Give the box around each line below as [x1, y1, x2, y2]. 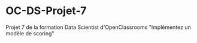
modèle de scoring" [5, 29, 54, 37]
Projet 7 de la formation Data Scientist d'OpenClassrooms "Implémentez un [5, 24, 191, 31]
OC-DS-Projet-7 [5, 4, 87, 18]
